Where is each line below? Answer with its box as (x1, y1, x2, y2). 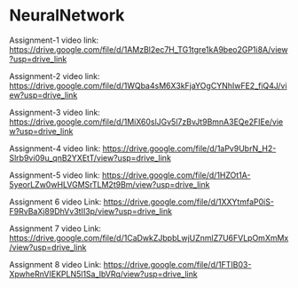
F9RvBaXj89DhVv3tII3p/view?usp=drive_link (9, 205, 173, 216)
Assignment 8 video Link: (9, 259, 102, 269)
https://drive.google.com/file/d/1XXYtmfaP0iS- (103, 196, 275, 207)
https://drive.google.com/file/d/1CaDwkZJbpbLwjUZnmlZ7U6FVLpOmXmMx (9, 232, 289, 243)
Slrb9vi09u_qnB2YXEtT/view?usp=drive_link (9, 152, 171, 163)
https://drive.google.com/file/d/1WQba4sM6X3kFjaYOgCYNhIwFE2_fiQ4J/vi (9, 80, 287, 91)
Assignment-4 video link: (9, 143, 101, 154)
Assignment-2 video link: (9, 70, 100, 81)
